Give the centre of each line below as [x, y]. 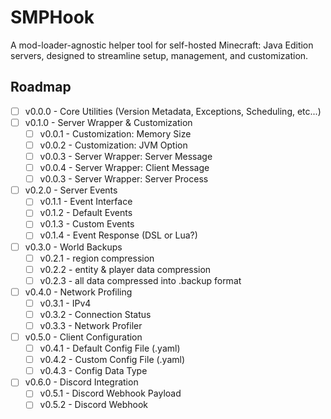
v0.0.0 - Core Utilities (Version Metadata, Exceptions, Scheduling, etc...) [173, 111]
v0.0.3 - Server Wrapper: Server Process [124, 179]
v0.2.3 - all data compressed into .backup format [140, 280]
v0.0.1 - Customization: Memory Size [115, 133]
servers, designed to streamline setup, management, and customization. [159, 55]
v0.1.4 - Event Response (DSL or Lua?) [118, 235]
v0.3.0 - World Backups [73, 247]
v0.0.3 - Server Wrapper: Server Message [126, 156]
